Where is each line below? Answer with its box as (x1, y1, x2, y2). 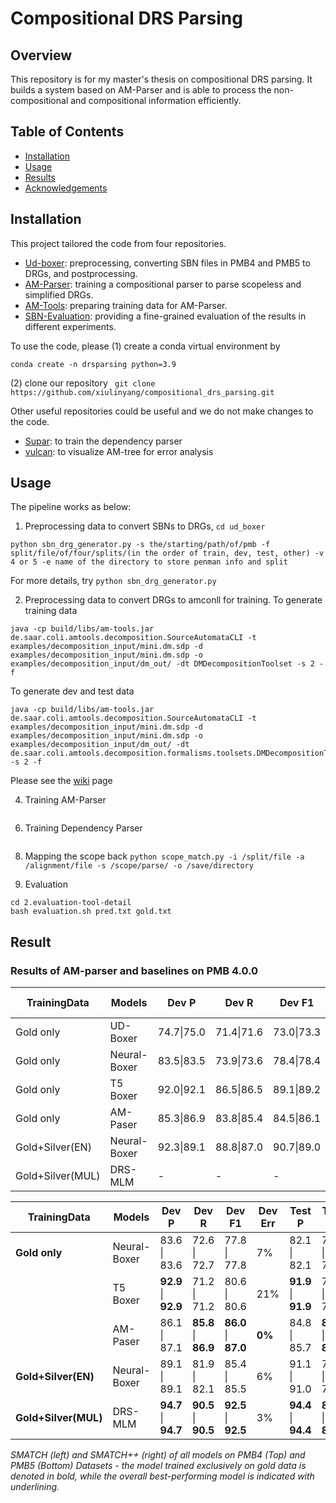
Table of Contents (10, 123, 125, 141)
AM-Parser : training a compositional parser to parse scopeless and (24, 278, 302, 290)
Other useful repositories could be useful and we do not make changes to (10, 405, 314, 417)
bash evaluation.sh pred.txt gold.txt (10, 907, 172, 917)
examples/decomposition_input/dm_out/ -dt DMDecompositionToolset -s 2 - (10, 659, 325, 669)
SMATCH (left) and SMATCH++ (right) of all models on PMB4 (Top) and (10, 1449, 306, 1461)
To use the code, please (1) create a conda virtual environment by (10, 340, 281, 352)
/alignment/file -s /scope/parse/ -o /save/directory (24, 861, 254, 871)
